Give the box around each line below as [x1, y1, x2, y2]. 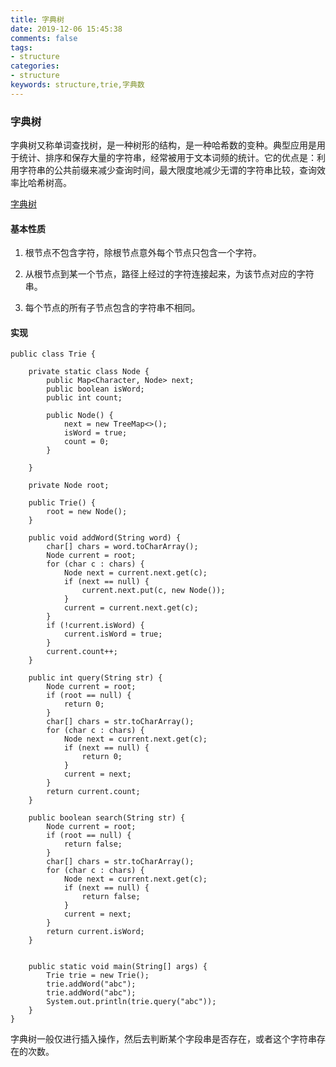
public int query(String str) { [28, 673, 163, 683]
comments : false [10, 33, 78, 43]
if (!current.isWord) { [46, 621, 145, 631]
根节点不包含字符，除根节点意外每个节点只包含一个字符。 [24, 247, 262, 259]
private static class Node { [28, 367, 150, 377]
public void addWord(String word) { [28, 533, 182, 543]
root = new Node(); [46, 507, 128, 517]
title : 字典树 [10, 14, 65, 25]
